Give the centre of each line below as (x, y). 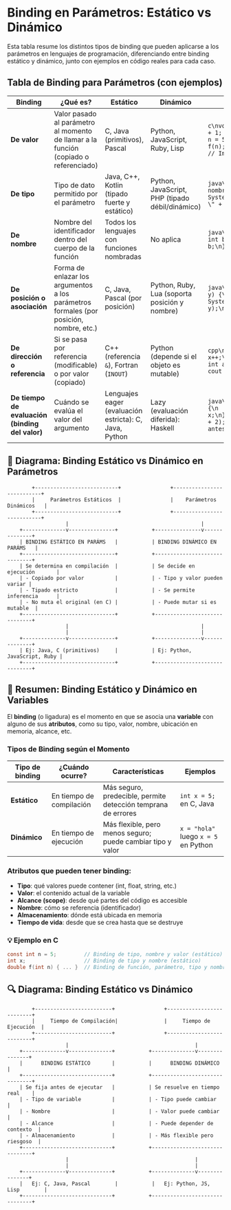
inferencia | (33, 596)
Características (138, 771)
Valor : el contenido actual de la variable (74, 893)
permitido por (76, 194)
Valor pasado (75, 114)
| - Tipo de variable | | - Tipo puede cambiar (118, 1099)
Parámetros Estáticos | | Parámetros (133, 500)
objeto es (165, 365)
